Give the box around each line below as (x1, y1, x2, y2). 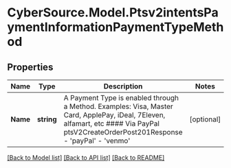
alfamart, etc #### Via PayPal (63, 119, 160, 128)
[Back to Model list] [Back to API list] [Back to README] (7, 154, 165, 162)
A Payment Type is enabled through (63, 93, 179, 102)
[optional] (189, 115, 221, 124)
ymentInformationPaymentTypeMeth (7, 19, 224, 35)
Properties (7, 61, 54, 73)
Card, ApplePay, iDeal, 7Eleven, (63, 110, 166, 119)
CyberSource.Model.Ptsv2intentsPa (7, 5, 219, 21)
